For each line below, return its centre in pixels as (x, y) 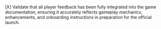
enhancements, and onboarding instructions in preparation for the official (78, 17)
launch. (13, 22)
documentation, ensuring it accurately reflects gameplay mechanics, (74, 12)
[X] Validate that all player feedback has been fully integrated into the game (81, 7)
